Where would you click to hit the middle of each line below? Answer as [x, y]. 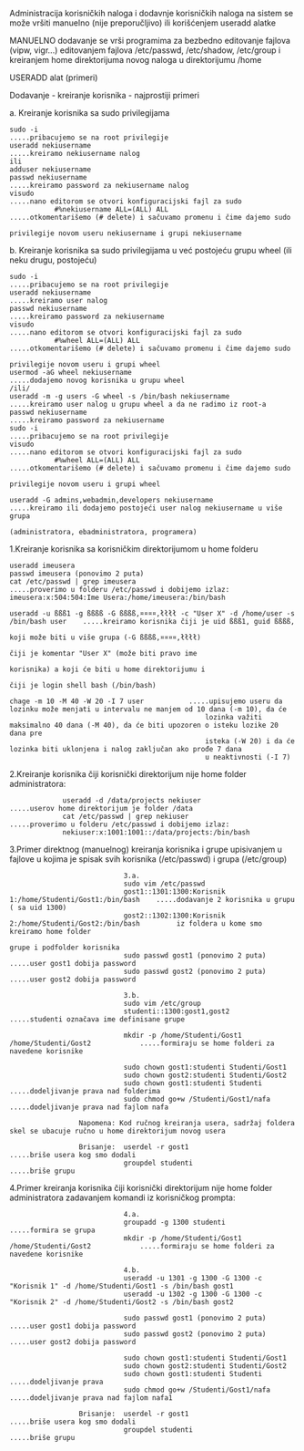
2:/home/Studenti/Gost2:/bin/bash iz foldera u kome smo [136, 924]
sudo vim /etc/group [162, 1003]
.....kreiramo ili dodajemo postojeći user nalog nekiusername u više [146, 508]
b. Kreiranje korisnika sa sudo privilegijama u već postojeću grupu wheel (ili [151, 250]
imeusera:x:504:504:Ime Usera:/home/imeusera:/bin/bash [117, 597]
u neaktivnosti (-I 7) [248, 757]
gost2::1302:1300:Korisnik [174, 916]
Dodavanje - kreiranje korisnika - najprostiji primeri [105, 95]
